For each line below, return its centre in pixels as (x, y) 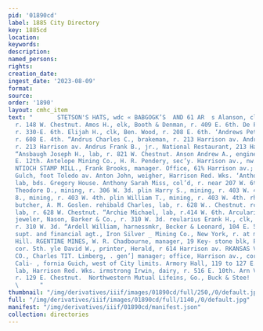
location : (24, 37)
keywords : (24, 45)
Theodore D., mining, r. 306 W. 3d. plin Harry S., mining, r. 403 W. (133, 190)
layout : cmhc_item (38, 111)
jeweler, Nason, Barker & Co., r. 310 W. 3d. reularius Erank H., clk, (135, 220)
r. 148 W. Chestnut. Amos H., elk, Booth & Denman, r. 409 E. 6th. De (133, 125)
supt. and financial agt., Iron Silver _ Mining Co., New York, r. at (133, 235)
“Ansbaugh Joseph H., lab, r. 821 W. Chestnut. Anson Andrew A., (124, 154)
